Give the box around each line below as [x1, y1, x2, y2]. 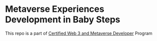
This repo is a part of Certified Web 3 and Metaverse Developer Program [5, 30, 153, 36]
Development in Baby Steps [5, 14, 121, 25]
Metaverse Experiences [5, 3, 104, 15]
